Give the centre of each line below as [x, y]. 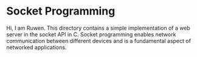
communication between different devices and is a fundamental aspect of [99, 41]
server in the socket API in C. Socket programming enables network [91, 34]
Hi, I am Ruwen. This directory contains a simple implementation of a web [98, 28]
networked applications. [36, 47]
